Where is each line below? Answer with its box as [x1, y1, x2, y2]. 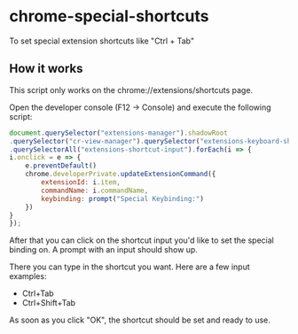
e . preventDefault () [25, 161, 98, 170]
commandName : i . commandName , [41, 186, 149, 195]
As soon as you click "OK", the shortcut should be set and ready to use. [9, 315, 271, 325]
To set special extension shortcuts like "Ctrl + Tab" [9, 35, 195, 46]
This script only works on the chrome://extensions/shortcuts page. [9, 84, 254, 95]
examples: [9, 271, 47, 282]
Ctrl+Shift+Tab [21, 298, 76, 308]
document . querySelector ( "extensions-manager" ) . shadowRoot [9, 128, 228, 137]
